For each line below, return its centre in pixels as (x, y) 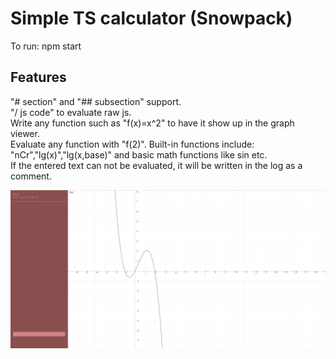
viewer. (25, 133)
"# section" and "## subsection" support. (96, 101)
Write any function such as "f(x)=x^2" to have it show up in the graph (152, 123)
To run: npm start (46, 46)
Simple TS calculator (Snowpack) (151, 18)
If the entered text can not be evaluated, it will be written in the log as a (156, 165)
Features (38, 77)
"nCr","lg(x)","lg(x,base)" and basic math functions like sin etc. (139, 154)
